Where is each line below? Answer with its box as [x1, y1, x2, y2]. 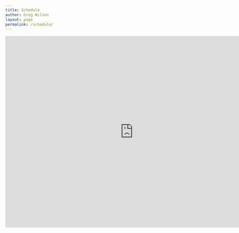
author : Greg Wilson [5, 12, 50, 17]
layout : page [5, 17, 33, 22]
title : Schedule [5, 7, 40, 13]
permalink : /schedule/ [5, 21, 54, 27]
